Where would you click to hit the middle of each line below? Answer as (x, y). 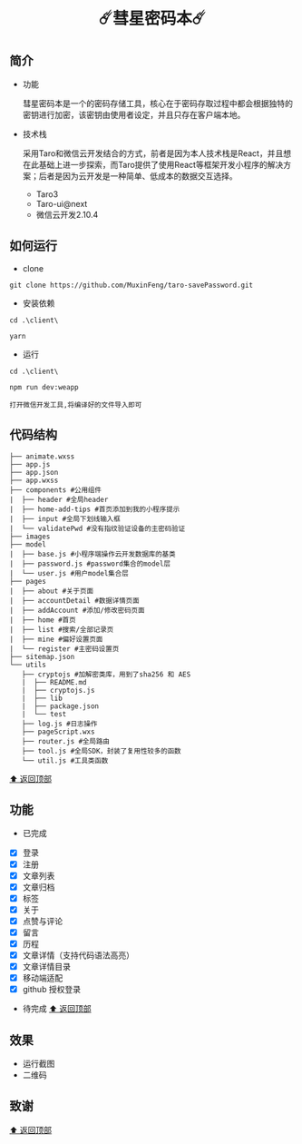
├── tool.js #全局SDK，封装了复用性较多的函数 (101, 751)
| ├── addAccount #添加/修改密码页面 (77, 610)
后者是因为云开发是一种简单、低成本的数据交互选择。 (138, 176)
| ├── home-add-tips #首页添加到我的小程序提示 (95, 509)
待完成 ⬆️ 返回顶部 (57, 1009)
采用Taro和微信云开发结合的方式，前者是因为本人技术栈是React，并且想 (157, 153)
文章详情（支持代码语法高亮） (78, 955)
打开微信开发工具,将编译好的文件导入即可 (76, 405)
